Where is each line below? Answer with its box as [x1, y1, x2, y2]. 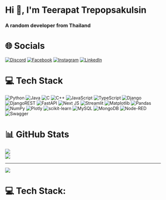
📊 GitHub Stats [5, 129, 70, 140]
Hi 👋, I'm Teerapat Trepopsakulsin [5, 4, 147, 16]
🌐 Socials [5, 40, 45, 51]
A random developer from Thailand [5, 22, 91, 29]
